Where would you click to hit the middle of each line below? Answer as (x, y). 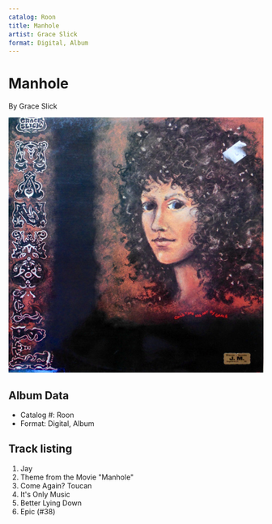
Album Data (39, 396)
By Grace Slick (33, 106)
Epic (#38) (38, 511)
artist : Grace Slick (43, 34)
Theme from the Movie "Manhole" (77, 477)
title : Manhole (34, 26)
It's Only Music (45, 494)
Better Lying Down (51, 503)
